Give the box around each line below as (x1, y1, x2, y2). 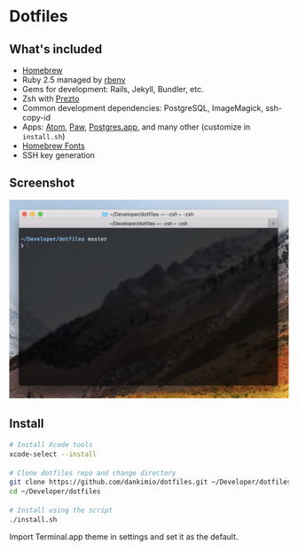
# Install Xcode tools (9, 440, 93, 449)
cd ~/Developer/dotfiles (9, 487, 101, 496)
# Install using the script (9, 506, 114, 516)
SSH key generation (21, 150, 96, 161)
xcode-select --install (9, 450, 98, 459)
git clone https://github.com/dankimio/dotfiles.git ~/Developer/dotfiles (9, 477, 292, 487)
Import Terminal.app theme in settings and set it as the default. (9, 531, 239, 542)
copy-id (21, 113, 51, 122)
